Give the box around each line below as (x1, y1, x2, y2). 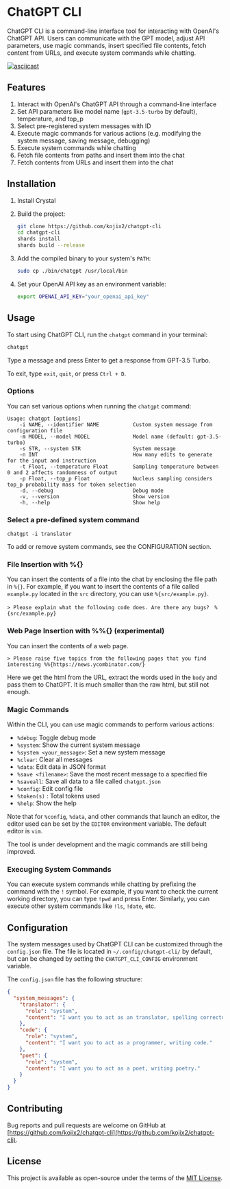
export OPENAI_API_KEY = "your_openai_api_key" (16, 293, 149, 300)
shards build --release (16, 242, 86, 249)
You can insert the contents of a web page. (7, 641, 129, 650)
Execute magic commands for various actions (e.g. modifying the (16, 129, 201, 137)
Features (7, 82, 46, 93)
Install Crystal (16, 196, 56, 204)
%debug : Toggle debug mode (16, 733, 97, 741)
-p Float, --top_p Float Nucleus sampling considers (19, 475, 213, 482)
